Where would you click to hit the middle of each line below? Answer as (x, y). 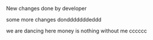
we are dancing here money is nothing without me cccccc (77, 31)
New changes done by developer (46, 8)
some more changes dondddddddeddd (54, 19)
